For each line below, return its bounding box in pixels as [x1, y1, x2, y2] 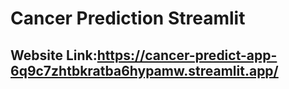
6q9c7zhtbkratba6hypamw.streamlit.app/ [10, 62, 279, 79]
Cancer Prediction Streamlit [10, 7, 246, 30]
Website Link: [10, 47, 98, 64]
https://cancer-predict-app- [96, 47, 278, 64]
